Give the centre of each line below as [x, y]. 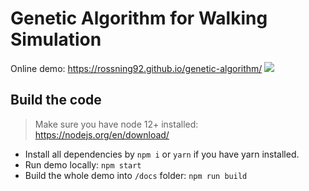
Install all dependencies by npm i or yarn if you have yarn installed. [162, 154]
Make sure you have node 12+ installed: [116, 124]
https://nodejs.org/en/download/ [102, 134]
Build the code [56, 100]
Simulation [56, 39]
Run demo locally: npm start [83, 164]
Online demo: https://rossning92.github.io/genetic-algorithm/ [136, 68]
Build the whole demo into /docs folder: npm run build [136, 175]
